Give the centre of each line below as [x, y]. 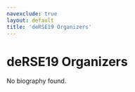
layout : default [30, 20]
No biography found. [37, 81]
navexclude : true [32, 14]
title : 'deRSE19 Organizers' [49, 27]
